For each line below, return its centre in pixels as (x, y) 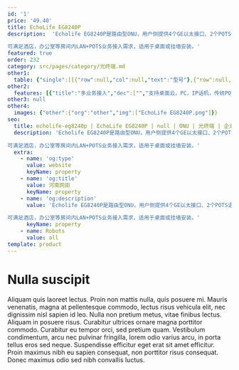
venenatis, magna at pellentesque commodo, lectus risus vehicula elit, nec (117, 307)
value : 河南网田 (48, 185)
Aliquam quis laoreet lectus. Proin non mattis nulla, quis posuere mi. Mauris (117, 299)
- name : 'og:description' (59, 199)
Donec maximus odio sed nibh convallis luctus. (76, 359)
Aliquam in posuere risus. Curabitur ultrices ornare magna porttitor (105, 322)
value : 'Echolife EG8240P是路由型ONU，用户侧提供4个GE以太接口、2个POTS (127, 205)
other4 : (19, 106)
